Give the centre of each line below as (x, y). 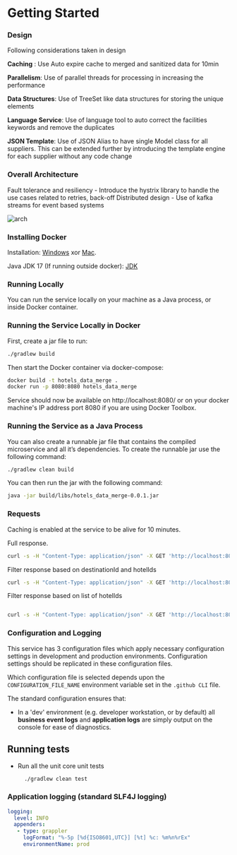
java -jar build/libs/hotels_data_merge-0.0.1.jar (83, 496)
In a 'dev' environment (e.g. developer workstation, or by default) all (116, 712)
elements (21, 107)
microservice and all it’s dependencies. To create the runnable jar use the (114, 449)
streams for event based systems (56, 205)
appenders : (30, 825)
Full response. (28, 543)
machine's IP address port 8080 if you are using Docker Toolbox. (102, 408)
